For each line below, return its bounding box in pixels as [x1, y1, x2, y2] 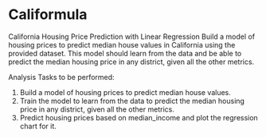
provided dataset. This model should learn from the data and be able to [8, 48, 242, 58]
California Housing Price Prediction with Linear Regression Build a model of [8, 32, 256, 41]
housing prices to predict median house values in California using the [8, 40, 236, 49]
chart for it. [19, 121, 57, 131]
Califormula [8, 6, 88, 24]
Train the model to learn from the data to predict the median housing [19, 96, 245, 105]
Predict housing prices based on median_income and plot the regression [19, 112, 259, 122]
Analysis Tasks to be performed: [8, 72, 115, 82]
